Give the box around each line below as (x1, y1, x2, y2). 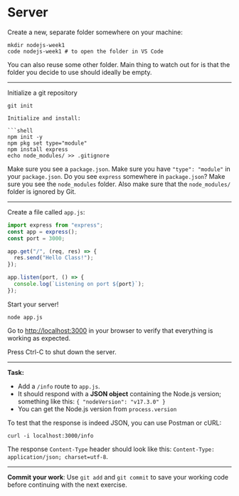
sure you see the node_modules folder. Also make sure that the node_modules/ (7, 180, 231, 188)
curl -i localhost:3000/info (7, 432, 94, 439)
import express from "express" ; (7, 222, 103, 229)
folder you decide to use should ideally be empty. (7, 68, 152, 76)
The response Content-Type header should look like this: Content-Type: (7, 445, 215, 453)
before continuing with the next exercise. (7, 480, 127, 489)
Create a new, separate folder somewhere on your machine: (7, 28, 183, 36)
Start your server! (7, 300, 59, 309)
